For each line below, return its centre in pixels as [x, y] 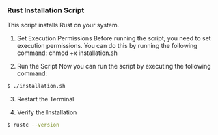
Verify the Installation [47, 112]
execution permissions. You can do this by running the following [107, 46]
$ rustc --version [33, 125]
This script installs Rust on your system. [63, 25]
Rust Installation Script [46, 10]
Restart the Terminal [45, 99]
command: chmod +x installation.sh [67, 53]
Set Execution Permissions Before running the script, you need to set [114, 38]
